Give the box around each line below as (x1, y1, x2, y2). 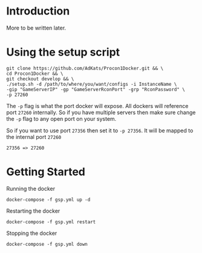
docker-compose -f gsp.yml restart (6, 219, 96, 225)
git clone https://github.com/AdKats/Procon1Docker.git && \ (6, 65, 164, 71)
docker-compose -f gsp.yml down (6, 241, 88, 247)
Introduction (6, 4, 70, 18)
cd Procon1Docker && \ (6, 71, 64, 77)
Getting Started (6, 165, 86, 179)
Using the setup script (6, 45, 120, 59)
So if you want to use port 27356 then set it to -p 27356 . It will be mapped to (6, 127, 194, 134)
